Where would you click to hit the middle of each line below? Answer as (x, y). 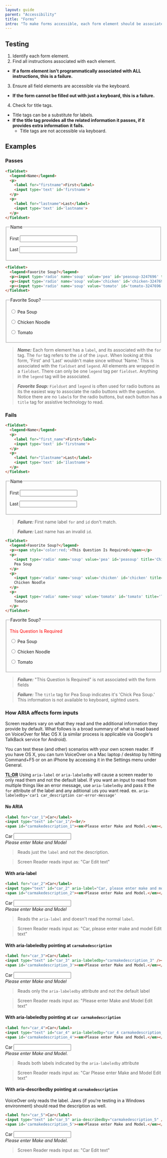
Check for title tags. (33, 105)
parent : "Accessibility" (31, 14)
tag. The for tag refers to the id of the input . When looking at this (85, 355)
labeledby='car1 (22, 795)
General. (14, 765)
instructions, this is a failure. (42, 76)
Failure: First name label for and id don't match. (67, 522)
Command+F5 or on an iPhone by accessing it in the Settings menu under (81, 760)
